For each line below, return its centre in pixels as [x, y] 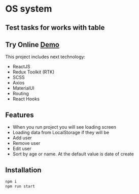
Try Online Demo [32, 44]
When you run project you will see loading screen [64, 127]
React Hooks [26, 99]
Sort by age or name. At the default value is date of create [73, 154]
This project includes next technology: [45, 57]
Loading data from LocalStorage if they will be [61, 133]
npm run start [20, 186]
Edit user [22, 149]
